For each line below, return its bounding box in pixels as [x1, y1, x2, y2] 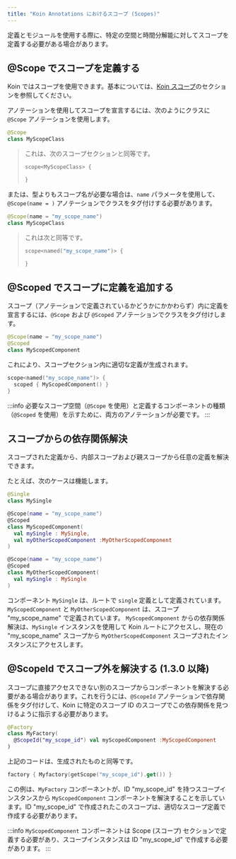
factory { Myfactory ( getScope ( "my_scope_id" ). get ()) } [7, 771, 172, 778]
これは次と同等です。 [24, 233, 87, 241]
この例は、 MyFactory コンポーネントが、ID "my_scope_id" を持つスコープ [7, 785, 220, 793]
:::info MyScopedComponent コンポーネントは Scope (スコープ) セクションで [7, 826, 220, 835]
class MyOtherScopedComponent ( [7, 569, 100, 577]
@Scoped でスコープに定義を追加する [7, 281, 175, 294]
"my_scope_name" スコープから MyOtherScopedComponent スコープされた [7, 631, 216, 640]
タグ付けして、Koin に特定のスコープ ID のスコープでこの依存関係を [19, 701, 216, 709]
